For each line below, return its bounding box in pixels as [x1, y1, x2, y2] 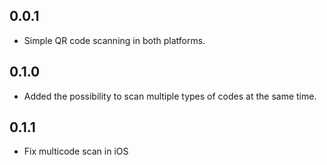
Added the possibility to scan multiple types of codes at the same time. [23, 90, 317, 102]
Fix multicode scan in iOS [23, 145, 129, 158]
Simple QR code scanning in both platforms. [23, 34, 206, 46]
